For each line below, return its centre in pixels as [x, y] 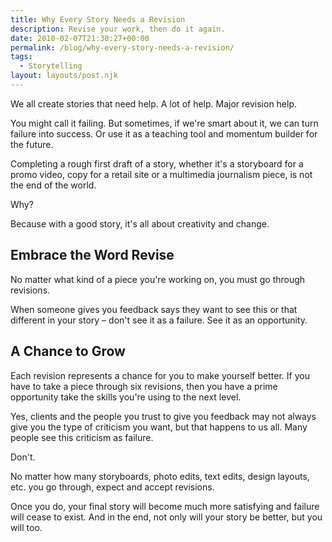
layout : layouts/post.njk [64, 76]
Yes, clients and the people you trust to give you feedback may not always [163, 416]
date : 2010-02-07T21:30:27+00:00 [80, 38]
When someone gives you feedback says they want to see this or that [154, 309]
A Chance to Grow [68, 351]
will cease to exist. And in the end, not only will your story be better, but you [166, 517]
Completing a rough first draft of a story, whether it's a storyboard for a [157, 163]
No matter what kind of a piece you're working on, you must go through [158, 279]
